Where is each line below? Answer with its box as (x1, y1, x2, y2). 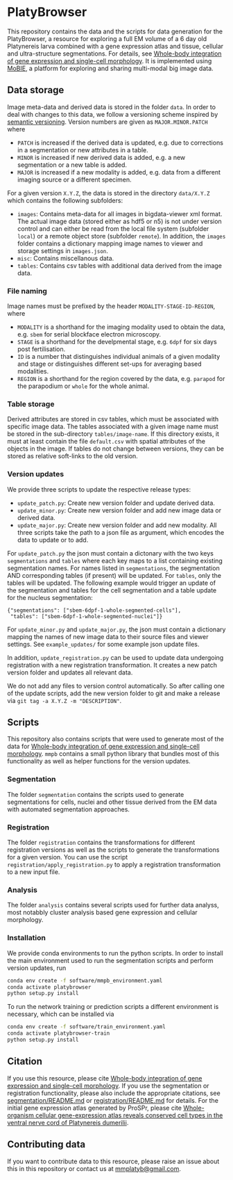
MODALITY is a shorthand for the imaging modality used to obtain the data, (17, 323, 225, 331)
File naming (7, 286, 47, 296)
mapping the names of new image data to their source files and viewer (7, 632, 209, 640)
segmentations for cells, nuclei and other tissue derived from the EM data (7, 798, 217, 806)
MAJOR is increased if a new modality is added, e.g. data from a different (17, 168, 221, 176)
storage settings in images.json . (17, 246, 109, 254)
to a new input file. (7, 868, 60, 876)
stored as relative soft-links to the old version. (7, 452, 139, 460)
